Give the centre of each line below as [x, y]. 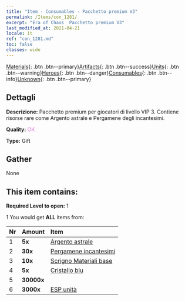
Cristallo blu [67, 270]
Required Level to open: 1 [37, 206]
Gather [19, 159]
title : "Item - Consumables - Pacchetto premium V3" [72, 11]
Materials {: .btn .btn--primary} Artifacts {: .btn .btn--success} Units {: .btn [92, 66]
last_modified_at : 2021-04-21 [43, 28]
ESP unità [64, 290]
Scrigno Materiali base [81, 261]
